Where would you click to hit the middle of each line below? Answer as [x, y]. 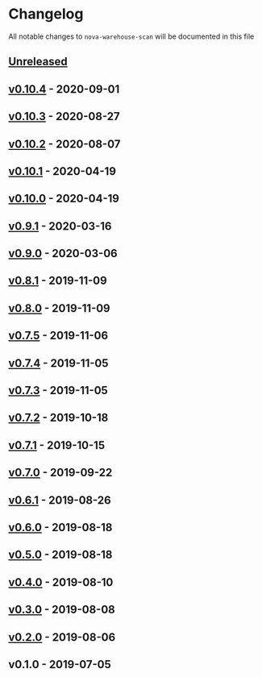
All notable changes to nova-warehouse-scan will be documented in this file [131, 36]
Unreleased [38, 62]
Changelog [46, 14]
